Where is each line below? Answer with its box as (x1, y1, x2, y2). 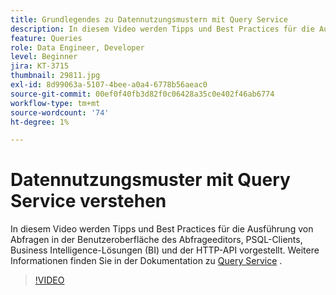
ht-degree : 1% (10, 117, 70, 127)
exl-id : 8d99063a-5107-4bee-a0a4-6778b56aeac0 (10, 80, 208, 90)
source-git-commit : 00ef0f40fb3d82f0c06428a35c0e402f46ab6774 (10, 89, 275, 99)
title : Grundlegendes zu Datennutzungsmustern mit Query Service (10, 14, 288, 25)
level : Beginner (10, 52, 78, 62)
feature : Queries (10, 33, 83, 43)
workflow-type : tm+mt (10, 98, 101, 108)
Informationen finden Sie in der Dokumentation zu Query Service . (10, 255, 283, 267)
